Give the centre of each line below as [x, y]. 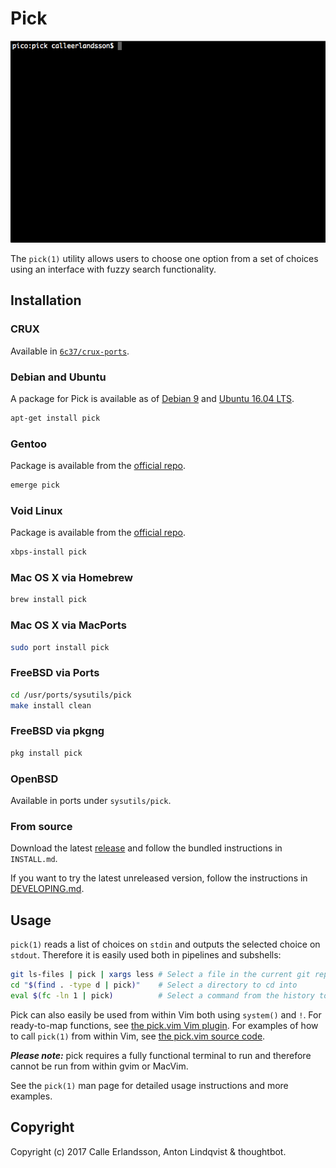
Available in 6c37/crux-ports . [70, 351]
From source [41, 826]
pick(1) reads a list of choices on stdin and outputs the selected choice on [165, 944]
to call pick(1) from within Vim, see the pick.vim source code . [138, 1036]
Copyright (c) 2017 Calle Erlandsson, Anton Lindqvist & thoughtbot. [148, 1151]
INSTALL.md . [34, 859]
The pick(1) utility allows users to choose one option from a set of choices [164, 258]
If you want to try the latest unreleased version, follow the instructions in [159, 878]
